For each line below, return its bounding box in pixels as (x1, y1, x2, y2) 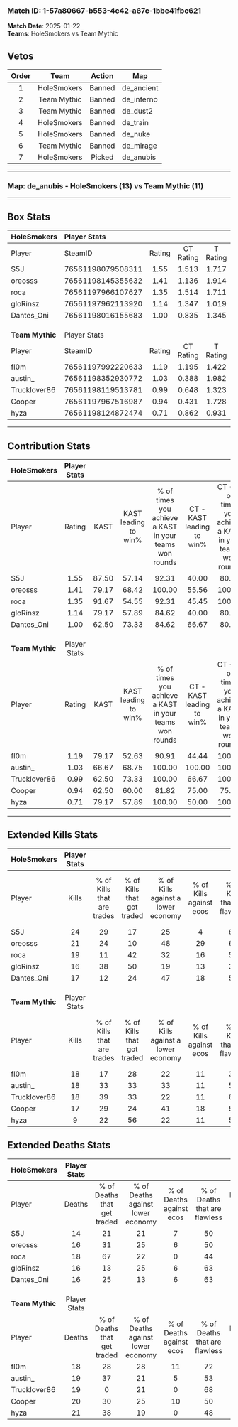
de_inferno (121, 95, 158, 104)
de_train (121, 118, 149, 128)
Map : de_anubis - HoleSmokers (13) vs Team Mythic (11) (7, 181, 204, 191)
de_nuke (121, 129, 151, 139)
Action (91, 71, 114, 81)
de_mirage (121, 141, 157, 151)
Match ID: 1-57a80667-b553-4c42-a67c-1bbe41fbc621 (7, 6, 202, 16)
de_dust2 (121, 106, 154, 116)
